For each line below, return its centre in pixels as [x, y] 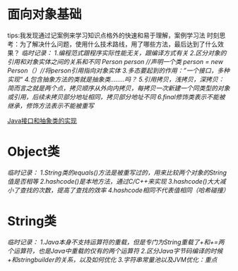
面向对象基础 [45, 14]
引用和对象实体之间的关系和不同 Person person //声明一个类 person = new [115, 61]
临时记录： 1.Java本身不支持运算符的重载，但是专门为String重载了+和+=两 [116, 242]
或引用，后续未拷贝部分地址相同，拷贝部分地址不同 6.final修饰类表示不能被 [117, 96]
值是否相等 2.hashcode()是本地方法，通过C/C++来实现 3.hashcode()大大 [114, 181]
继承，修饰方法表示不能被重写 [50, 106]
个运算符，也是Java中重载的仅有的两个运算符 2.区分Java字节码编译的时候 [115, 251]
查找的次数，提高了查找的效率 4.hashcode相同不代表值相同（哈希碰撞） [124, 190]
